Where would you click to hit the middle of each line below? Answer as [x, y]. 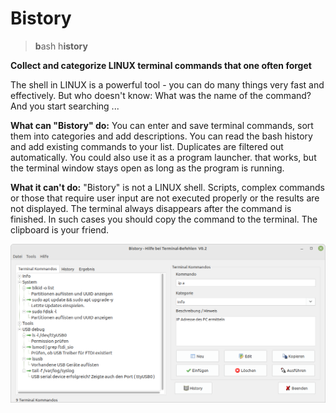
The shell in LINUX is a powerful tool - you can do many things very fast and [167, 84]
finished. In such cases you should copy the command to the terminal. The [164, 219]
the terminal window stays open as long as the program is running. [147, 168]
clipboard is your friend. [60, 229]
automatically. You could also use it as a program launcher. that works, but [163, 157]
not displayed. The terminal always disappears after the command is [151, 208]
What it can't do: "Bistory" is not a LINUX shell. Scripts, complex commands [167, 187]
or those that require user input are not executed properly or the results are [165, 198]
